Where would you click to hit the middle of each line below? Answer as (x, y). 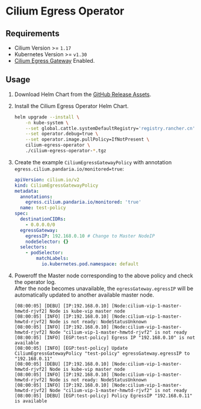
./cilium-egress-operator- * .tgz (66, 151)
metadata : (27, 191)
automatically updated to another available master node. (84, 295)
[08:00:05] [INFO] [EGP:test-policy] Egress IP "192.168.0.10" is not (105, 337)
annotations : (36, 197)
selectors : (34, 247)
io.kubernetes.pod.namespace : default (90, 264)
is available (31, 401)
